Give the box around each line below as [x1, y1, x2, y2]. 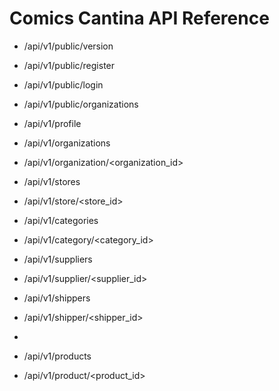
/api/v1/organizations [23, 137, 111, 149]
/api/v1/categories [23, 214, 99, 226]
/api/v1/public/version [23, 40, 114, 52]
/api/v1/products [23, 350, 92, 362]
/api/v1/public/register [23, 59, 116, 71]
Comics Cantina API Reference [9, 7, 270, 30]
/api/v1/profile [23, 117, 82, 129]
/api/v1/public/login [23, 78, 104, 91]
